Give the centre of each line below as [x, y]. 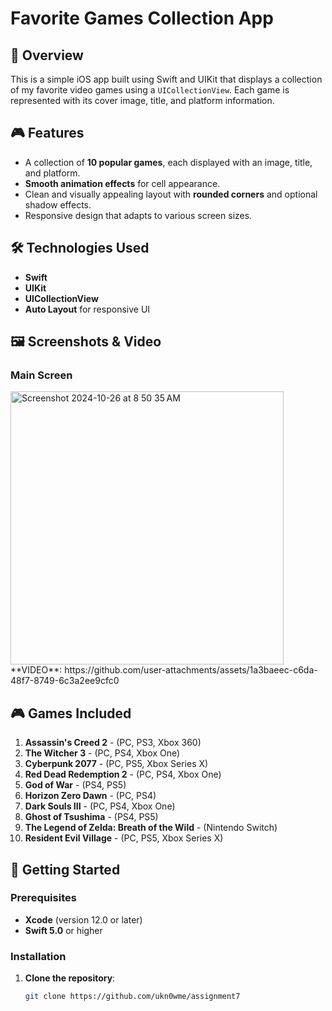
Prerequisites [43, 898]
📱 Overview [47, 55]
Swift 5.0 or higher [63, 930]
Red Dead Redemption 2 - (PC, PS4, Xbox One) [123, 774]
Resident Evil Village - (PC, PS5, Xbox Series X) [124, 838]
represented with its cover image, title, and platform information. [142, 100]
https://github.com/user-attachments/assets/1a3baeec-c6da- [191, 670]
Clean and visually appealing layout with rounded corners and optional [171, 194]
